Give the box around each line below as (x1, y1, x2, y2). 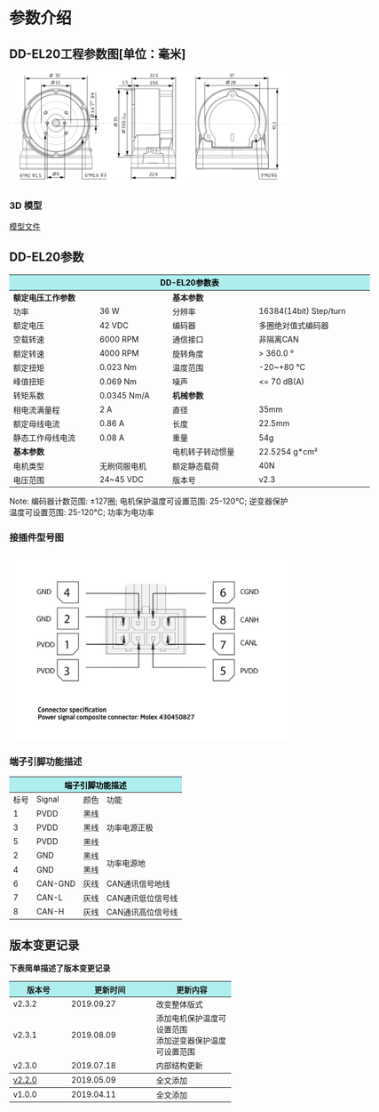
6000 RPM (99, 334, 139, 344)
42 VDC (99, 319, 129, 330)
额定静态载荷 (171, 460, 219, 471)
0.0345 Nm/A (99, 390, 150, 400)
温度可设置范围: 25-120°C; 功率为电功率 (9, 507, 155, 518)
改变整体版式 (155, 998, 203, 1010)
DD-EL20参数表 (160, 278, 219, 288)
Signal (36, 794, 59, 805)
